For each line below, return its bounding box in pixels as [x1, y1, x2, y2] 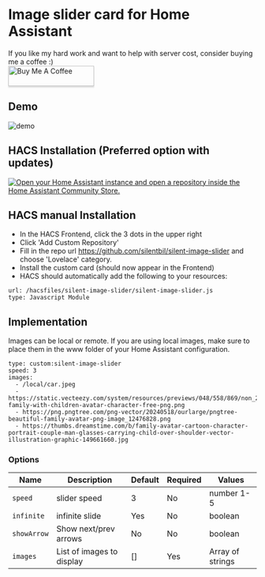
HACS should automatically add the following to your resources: [19, 271, 228, 281]
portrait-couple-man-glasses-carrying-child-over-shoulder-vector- [8, 429, 235, 437]
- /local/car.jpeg [15, 381, 77, 389]
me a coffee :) [8, 57, 54, 66]
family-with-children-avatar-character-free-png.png [8, 402, 185, 409]
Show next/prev [56, 523, 116, 534]
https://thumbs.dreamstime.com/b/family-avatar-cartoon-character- [22, 422, 248, 430]
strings [208, 556, 235, 567]
